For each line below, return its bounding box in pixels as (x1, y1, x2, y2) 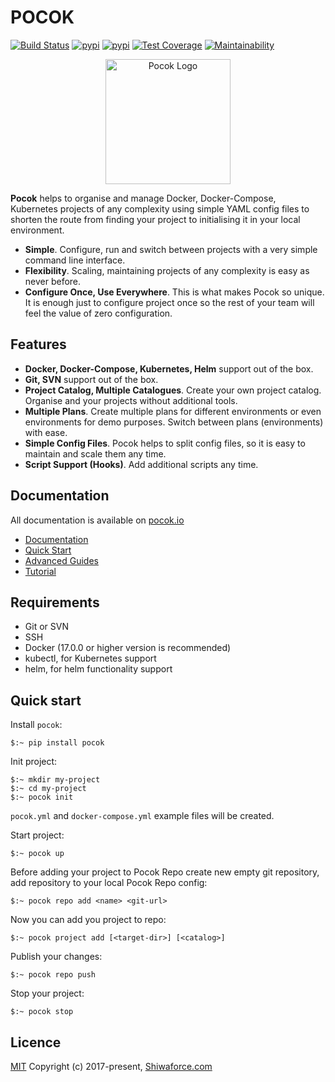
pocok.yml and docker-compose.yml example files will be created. (10, 810, 275, 822)
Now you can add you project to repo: (10, 914, 167, 926)
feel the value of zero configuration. (24, 307, 173, 319)
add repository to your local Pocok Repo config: (10, 877, 208, 889)
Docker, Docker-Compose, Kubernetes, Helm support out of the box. (24, 362, 314, 375)
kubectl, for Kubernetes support (24, 652, 157, 665)
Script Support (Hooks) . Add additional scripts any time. (24, 458, 259, 470)
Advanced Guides (24, 554, 99, 566)
